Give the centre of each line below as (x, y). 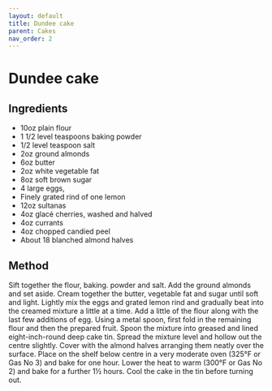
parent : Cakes (32, 31)
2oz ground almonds (55, 154)
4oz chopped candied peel (65, 231)
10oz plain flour (46, 128)
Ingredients (38, 108)
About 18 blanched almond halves (77, 240)
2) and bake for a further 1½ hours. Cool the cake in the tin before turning (131, 372)
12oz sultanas (43, 206)
